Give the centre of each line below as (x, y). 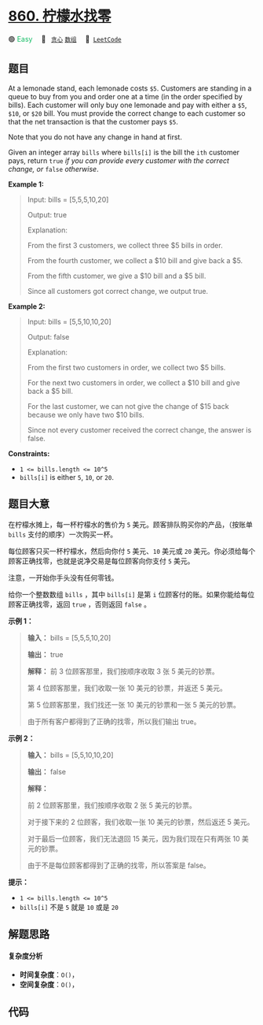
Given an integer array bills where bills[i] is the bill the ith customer (124, 152)
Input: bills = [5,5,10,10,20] (69, 321)
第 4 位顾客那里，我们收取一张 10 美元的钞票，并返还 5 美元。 (127, 688)
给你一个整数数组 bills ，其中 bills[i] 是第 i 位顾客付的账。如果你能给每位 (131, 594)
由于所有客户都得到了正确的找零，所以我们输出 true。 (114, 721)
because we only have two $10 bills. (86, 414)
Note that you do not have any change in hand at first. (95, 137)
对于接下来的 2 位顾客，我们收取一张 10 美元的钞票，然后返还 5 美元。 (141, 822)
